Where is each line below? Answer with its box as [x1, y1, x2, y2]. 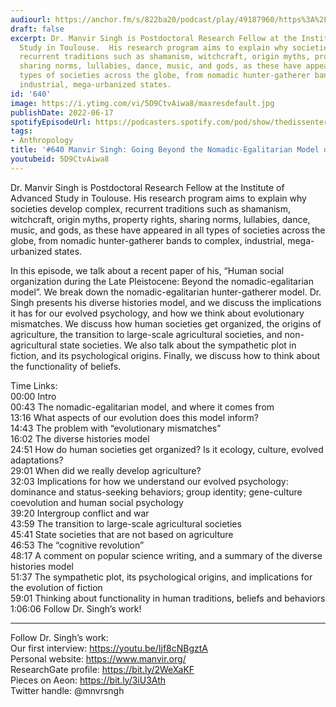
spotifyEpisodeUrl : [10, 117, 92, 127]
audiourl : [10, 14, 52, 25]
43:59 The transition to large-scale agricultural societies [10, 517, 242, 530]
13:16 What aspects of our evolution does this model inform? [10, 411, 259, 423]
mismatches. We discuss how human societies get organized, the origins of [10, 317, 322, 330]
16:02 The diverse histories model [10, 432, 150, 445]
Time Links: [10, 379, 58, 391]
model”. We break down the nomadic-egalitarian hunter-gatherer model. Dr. [10, 286, 322, 298]
